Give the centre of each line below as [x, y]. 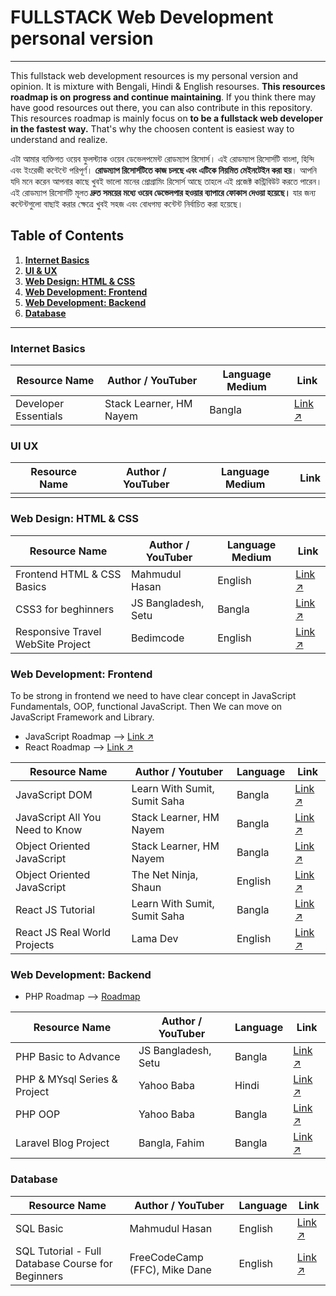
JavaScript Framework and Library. [82, 717]
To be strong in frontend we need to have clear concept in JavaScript [153, 695]
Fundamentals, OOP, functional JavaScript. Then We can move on [146, 706]
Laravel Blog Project [62, 1143]
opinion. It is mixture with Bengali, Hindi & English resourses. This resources [168, 86]
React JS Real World [63, 932]
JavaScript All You [58, 817]
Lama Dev [155, 938]
